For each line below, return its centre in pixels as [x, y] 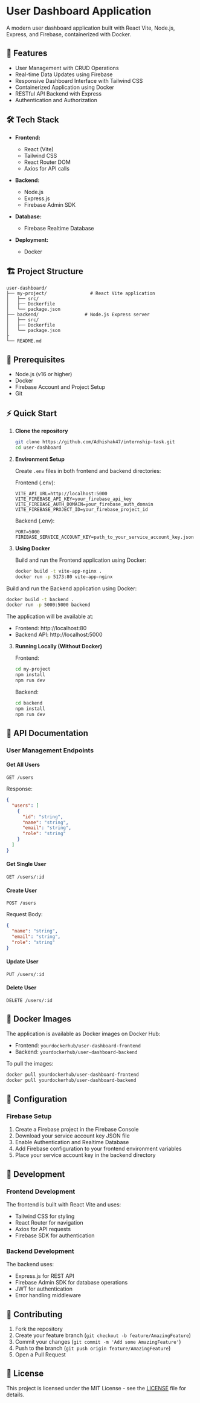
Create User [22, 890]
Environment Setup [40, 459]
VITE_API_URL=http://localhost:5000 [61, 493]
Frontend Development [41, 1191]
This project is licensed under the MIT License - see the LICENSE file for [96, 1388]
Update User [22, 962]
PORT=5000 [27, 532]
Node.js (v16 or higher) [44, 374]
